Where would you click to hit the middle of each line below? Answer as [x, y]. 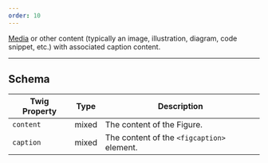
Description [180, 107]
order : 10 [25, 16]
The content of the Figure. [154, 125]
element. [121, 148]
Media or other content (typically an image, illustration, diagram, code [123, 38]
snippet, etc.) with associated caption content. [85, 47]
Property [40, 111]
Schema [29, 79]
